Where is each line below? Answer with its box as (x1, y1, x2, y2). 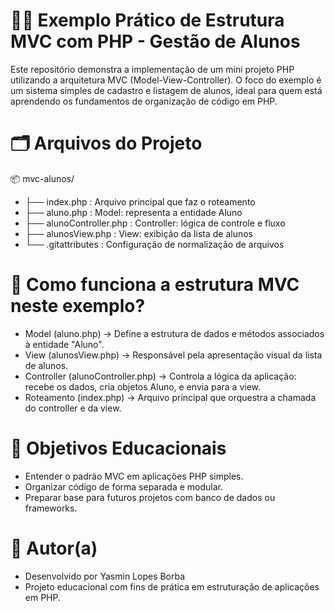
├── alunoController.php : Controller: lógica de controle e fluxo (24, 217, 286, 229)
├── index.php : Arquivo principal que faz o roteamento (24, 195, 256, 208)
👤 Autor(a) (10, 537, 98, 559)
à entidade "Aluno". (24, 338, 105, 350)
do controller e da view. (24, 402, 122, 414)
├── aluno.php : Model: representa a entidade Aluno (24, 206, 243, 218)
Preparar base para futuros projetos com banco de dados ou (24, 491, 276, 503)
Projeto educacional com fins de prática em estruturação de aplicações (24, 580, 320, 593)
